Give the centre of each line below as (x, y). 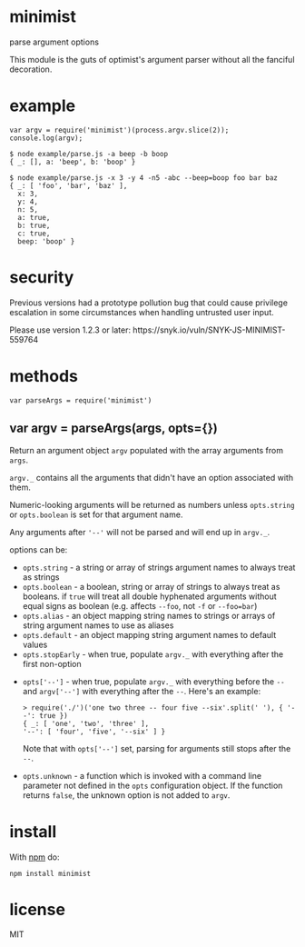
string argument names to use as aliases (98, 625)
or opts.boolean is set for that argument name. (96, 514)
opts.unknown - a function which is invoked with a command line (142, 775)
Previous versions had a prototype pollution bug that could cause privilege (149, 303)
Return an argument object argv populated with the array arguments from (147, 450)
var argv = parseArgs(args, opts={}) (113, 429)
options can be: (39, 549)
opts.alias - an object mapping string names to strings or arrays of (149, 615)
